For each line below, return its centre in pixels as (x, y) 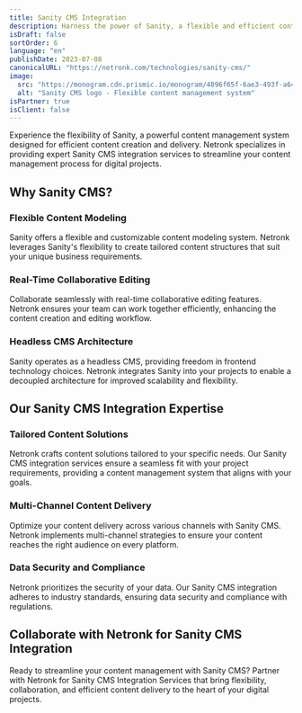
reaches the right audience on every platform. (94, 544)
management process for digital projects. (85, 164)
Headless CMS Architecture (71, 342)
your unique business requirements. (76, 256)
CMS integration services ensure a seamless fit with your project (129, 463)
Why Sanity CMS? (61, 192)
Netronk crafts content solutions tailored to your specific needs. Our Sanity (148, 454)
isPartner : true (40, 101)
